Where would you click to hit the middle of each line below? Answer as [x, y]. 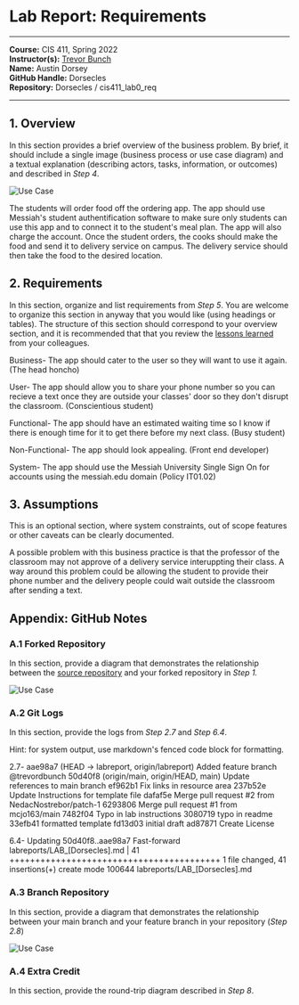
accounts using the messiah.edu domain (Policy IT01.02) [113, 476]
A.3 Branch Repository [59, 893]
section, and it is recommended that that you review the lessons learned [141, 333]
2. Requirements [56, 284]
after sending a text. [46, 591]
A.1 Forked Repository [58, 643]
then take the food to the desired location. [86, 255]
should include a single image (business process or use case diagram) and [146, 154]
